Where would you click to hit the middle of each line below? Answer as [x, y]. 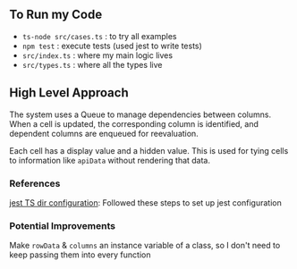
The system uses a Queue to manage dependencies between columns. [140, 114]
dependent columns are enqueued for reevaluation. [104, 133]
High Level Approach [69, 93]
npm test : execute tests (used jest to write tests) [112, 46]
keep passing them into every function [80, 255]
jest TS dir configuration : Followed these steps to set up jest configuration [145, 202]
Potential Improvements [63, 225]
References [35, 183]
